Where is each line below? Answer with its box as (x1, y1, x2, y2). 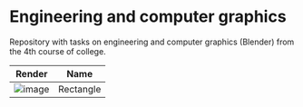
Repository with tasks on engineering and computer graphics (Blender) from (9, 36, 295, 47)
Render (15, 67, 48, 80)
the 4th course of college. (9, 45, 106, 56)
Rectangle (58, 83, 102, 95)
